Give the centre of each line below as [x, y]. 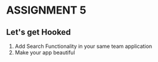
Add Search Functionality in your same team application [83, 46]
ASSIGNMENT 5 [46, 10]
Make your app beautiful [45, 53]
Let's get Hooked [39, 32]
